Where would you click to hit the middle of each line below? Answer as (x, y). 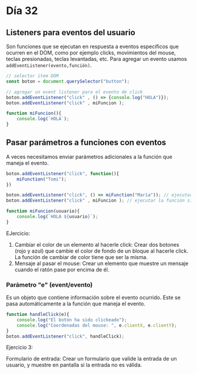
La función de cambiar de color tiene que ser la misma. (81, 257)
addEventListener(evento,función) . (49, 65)
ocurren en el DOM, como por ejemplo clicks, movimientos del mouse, (91, 53)
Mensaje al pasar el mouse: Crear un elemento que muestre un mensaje (101, 263)
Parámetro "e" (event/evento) (49, 284)
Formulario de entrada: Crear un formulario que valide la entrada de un (91, 359)
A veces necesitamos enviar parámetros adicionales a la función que (89, 157)
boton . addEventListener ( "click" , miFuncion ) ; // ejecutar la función (95, 200)
